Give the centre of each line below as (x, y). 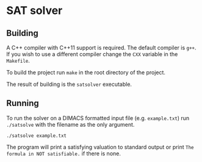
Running (23, 103)
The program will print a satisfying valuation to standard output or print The (100, 147)
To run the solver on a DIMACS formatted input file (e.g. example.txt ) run (98, 118)
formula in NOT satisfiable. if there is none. (63, 153)
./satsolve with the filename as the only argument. (70, 124)
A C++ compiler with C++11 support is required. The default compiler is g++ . (101, 48)
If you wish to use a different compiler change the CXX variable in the (92, 54)
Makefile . (18, 61)
